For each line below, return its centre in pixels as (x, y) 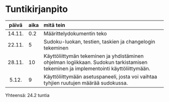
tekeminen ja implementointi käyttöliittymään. (97, 68)
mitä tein (54, 25)
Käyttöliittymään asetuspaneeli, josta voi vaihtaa (100, 76)
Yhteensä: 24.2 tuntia (27, 95)
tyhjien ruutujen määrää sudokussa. (86, 82)
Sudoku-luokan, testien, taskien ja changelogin (99, 41)
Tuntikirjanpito (36, 9)
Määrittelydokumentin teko (75, 33)
